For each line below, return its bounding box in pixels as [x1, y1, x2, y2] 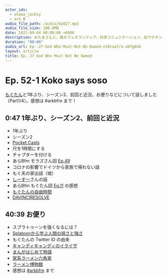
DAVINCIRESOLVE [12, 194, 50, 201]
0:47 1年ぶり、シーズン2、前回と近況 [5, 113, 119, 122]
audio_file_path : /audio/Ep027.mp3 [5, 21, 79, 26]
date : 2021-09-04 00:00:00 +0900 [5, 30, 75, 35]
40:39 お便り [5, 210, 46, 219]
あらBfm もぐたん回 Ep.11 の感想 [12, 183, 78, 189]
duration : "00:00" [5, 40, 43, 45]
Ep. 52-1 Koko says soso [5, 75, 108, 86]
